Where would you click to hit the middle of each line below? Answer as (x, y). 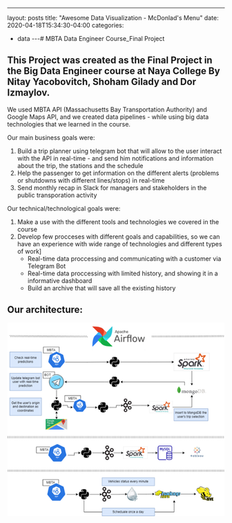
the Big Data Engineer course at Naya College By (114, 71)
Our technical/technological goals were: (64, 208)
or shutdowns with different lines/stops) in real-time (91, 180)
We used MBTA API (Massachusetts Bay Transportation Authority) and (107, 109)
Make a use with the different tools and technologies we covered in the (118, 221)
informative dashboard (60, 280)
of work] (29, 251)
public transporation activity (57, 195)
